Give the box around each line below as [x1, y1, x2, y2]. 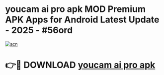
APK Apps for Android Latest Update [5, 14, 160, 25]
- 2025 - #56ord [5, 25, 73, 36]
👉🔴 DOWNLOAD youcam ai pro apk [5, 60, 156, 71]
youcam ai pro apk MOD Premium [5, 3, 146, 15]
